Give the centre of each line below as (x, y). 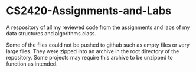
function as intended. (32, 64)
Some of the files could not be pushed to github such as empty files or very (98, 45)
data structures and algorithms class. (51, 33)
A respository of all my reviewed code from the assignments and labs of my (98, 27)
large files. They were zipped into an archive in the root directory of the (93, 51)
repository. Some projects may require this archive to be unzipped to (89, 57)
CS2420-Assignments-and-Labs (89, 11)
